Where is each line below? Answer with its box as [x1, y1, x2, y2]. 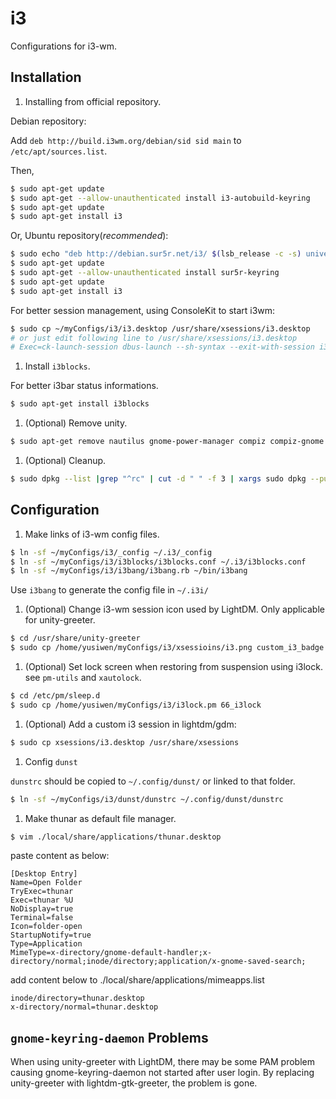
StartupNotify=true [10, 930, 92, 941]
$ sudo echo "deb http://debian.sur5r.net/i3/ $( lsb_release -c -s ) [10, 249, 302, 259]
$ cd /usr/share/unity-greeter [10, 633, 141, 644]
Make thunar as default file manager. [24, 812, 177, 824]
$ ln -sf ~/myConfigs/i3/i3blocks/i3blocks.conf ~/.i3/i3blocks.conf [10, 557, 307, 567]
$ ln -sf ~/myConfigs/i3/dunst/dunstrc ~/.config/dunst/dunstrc [10, 794, 284, 804]
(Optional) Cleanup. [24, 455, 107, 466]
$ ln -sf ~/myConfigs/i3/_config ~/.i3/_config [10, 547, 213, 557]
